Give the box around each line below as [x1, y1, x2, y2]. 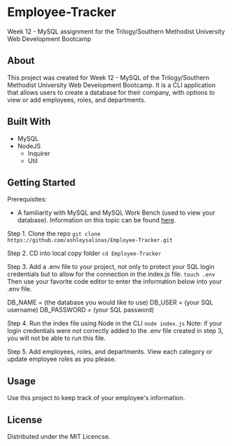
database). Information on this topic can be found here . [17, 216, 176, 224]
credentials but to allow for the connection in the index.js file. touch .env [7, 270, 215, 279]
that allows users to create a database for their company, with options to [7, 88, 215, 96]
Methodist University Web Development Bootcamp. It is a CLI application [7, 81, 216, 89]
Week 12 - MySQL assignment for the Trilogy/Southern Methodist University [7, 27, 225, 36]
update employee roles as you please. [7, 355, 116, 363]
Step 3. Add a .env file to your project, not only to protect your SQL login [7, 263, 215, 271]
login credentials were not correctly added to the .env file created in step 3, [7, 327, 224, 335]
